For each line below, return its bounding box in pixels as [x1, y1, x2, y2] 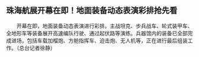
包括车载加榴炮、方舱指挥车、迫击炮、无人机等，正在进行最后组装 [26, 37, 188, 44]
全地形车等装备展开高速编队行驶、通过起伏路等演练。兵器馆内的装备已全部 [6, 29, 188, 36]
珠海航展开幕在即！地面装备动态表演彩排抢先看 [6, 5, 178, 16]
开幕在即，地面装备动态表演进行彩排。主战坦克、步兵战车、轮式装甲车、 [16, 22, 193, 29]
